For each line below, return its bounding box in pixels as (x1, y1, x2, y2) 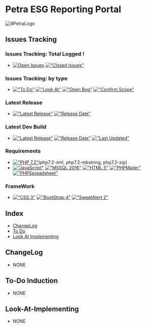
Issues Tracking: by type (5, 75, 68, 82)
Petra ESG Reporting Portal (5, 4, 122, 15)
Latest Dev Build (5, 123, 47, 130)
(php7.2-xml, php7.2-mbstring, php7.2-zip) (38, 159, 127, 165)
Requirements (5, 148, 41, 155)
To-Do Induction (5, 277, 59, 285)
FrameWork (5, 182, 35, 189)
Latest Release (5, 99, 43, 106)
